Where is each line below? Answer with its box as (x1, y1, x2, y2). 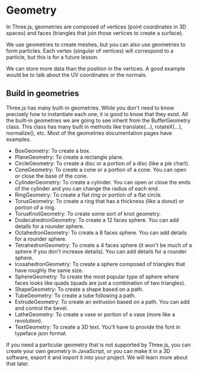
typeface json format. (14, 329, 67, 336)
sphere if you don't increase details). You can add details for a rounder (14, 248, 187, 255)
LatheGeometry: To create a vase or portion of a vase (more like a (14, 310, 176, 318)
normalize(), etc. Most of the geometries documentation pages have (6, 129, 173, 136)
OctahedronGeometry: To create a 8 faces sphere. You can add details (14, 229, 187, 236)
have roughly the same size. (14, 267, 84, 274)
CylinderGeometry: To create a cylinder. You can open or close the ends (14, 178, 191, 185)
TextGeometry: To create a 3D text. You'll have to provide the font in (14, 323, 181, 331)
